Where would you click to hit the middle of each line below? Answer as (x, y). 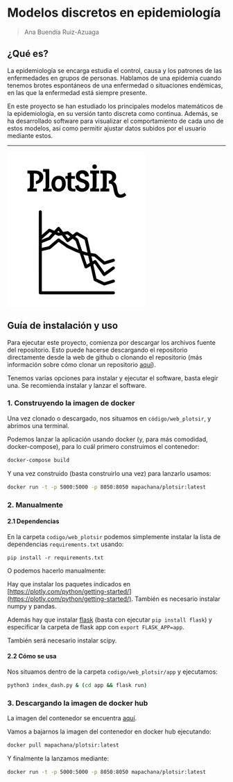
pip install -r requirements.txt (55, 558)
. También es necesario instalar (176, 599)
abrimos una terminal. (38, 425)
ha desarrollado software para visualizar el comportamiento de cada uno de (115, 121)
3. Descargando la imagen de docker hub (78, 703)
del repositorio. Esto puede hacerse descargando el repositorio (97, 350)
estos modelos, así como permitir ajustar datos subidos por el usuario (107, 128)
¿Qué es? (28, 54)
